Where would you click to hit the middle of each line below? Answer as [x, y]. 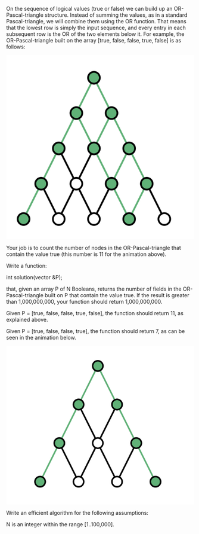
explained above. [27, 319]
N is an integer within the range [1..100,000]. [60, 524]
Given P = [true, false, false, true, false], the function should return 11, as [95, 313]
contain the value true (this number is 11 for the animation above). [86, 254]
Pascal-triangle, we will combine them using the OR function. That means [96, 21]
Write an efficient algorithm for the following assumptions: [77, 513]
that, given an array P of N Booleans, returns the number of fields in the [94, 289]
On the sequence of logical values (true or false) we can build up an [89, 9]
